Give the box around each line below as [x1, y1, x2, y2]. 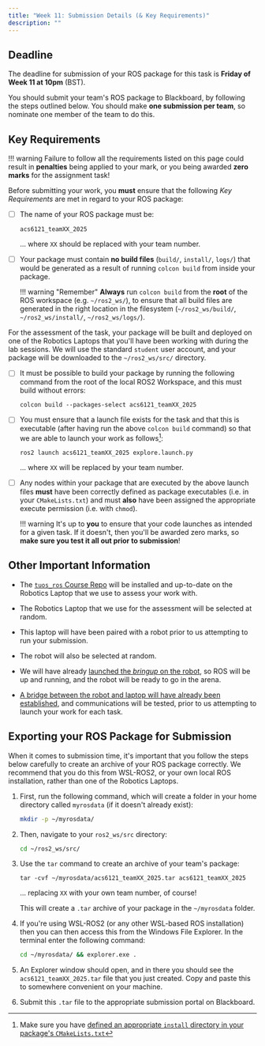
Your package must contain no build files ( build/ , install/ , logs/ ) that [19, 255, 251, 264]
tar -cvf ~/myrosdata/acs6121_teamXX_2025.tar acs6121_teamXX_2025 [19, 874, 246, 882]
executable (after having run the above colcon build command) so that [19, 424, 251, 434]
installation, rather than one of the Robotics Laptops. [8, 776, 179, 786]
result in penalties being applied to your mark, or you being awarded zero [8, 162, 248, 172]
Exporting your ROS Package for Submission [8, 730, 232, 744]
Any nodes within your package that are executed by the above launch [19, 478, 249, 487]
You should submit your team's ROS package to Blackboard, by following [8, 93, 246, 103]
